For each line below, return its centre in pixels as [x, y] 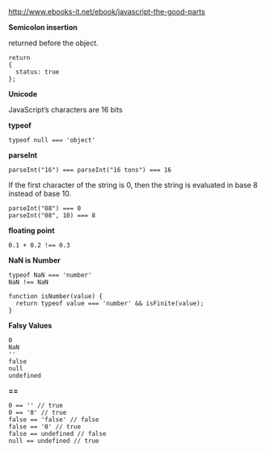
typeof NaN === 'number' [50, 275]
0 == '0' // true [38, 412]
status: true [38, 72]
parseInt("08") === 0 [45, 209]
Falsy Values [30, 325]
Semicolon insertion [43, 27]
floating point [32, 230]
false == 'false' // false [54, 420]
